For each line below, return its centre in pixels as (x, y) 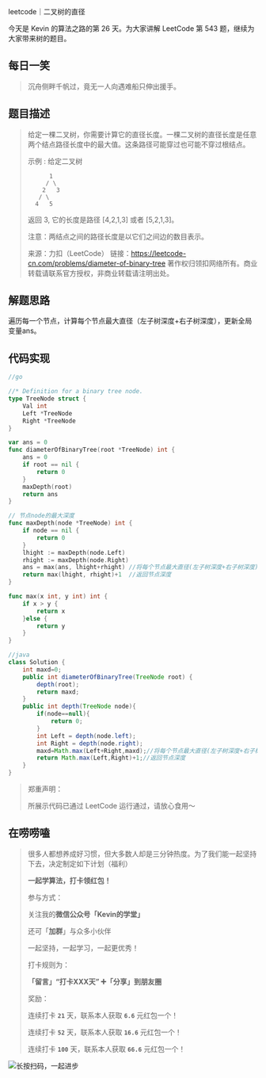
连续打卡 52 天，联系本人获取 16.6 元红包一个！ (104, 1032)
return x (51, 611)
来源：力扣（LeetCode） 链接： (79, 253)
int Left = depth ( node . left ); (86, 736)
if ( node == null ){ (63, 714)
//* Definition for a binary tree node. (76, 392)
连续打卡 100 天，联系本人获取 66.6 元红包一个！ (106, 1049)
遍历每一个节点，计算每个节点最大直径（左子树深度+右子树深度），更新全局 (130, 321)
